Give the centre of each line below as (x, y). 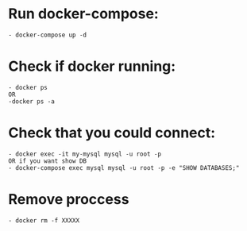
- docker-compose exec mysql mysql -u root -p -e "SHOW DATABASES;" (124, 167)
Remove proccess (69, 199)
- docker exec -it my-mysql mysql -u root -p (85, 154)
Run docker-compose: (83, 14)
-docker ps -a (32, 101)
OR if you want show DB (48, 161)
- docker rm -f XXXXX (44, 220)
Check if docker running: (92, 66)
